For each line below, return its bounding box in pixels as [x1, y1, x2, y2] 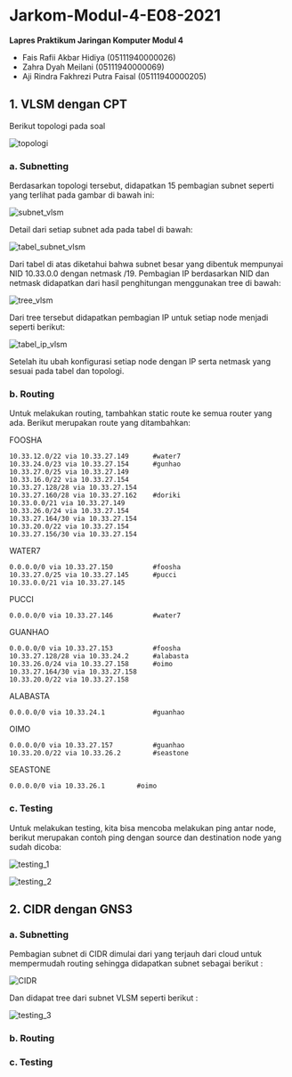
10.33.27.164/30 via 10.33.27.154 [9, 514, 138, 524]
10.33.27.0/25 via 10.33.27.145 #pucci [9, 571, 177, 580]
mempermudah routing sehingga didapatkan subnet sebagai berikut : [9, 959, 264, 969]
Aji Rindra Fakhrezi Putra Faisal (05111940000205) [21, 70, 207, 81]
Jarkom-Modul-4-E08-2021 [9, 5, 221, 26]
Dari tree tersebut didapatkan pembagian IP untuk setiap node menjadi [9, 313, 269, 323]
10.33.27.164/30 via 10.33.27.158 [9, 667, 138, 677]
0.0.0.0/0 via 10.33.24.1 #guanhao [9, 708, 185, 717]
